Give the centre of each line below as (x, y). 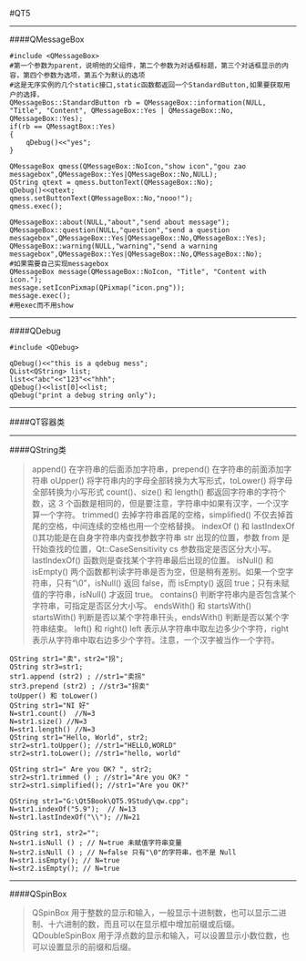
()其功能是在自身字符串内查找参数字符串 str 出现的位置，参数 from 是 (160, 537)
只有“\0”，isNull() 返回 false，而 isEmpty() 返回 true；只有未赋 (173, 583)
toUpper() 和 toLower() (54, 696)
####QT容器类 (37, 422)
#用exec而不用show (41, 305)
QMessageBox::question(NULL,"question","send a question (120, 230)
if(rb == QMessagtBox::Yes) (63, 127)
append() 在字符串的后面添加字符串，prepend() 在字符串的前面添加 (158, 469)
